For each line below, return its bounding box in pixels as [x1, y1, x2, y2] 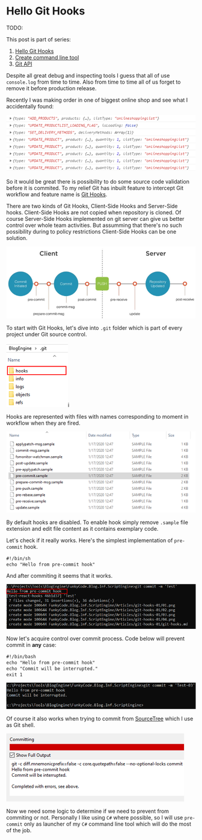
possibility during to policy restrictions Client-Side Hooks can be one [6, 228, 177, 235]
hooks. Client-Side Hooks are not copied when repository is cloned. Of [6, 209, 182, 216]
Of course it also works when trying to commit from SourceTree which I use [6, 715, 194, 723]
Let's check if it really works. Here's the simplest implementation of [6, 537, 173, 544]
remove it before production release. [6, 84, 97, 91]
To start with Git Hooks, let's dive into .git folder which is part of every [6, 324, 183, 332]
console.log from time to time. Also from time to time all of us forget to [6, 78, 182, 85]
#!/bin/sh [6, 555, 31, 562]
